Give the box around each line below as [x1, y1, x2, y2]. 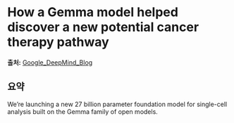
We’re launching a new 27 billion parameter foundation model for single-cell [7, 100, 228, 108]
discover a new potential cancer [7, 19, 199, 35]
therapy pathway [7, 34, 109, 50]
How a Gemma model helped [7, 4, 178, 20]
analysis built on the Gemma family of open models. [7, 107, 159, 116]
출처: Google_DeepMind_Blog [7, 58, 93, 67]
